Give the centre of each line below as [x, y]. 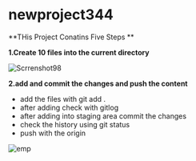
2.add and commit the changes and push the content [98, 83]
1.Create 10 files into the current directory [79, 52]
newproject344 [61, 15]
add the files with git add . [63, 99]
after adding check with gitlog [69, 107]
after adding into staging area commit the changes [103, 116]
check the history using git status [75, 124]
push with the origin [53, 133]
